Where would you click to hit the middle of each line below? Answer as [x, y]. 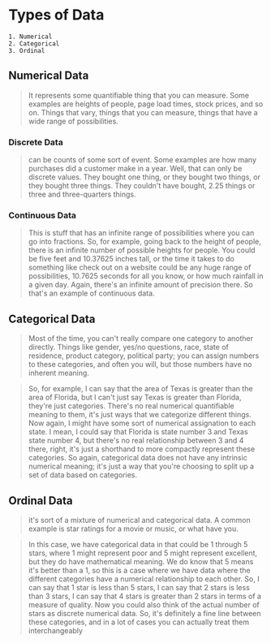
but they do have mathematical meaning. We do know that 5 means [141, 561]
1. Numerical [30, 37]
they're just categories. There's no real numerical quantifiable [131, 406]
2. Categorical [34, 43]
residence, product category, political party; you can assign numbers [144, 356]
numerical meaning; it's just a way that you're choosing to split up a [141, 466]
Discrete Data [36, 142]
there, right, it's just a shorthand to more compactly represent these [142, 449]
